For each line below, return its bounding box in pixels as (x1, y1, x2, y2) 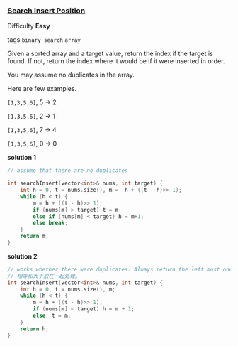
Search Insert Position (7, 6, 86, 16)
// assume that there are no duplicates (7, 167, 129, 174)
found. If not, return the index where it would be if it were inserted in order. (7, 57, 225, 65)
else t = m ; (33, 312, 72, 320)
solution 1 (7, 153, 37, 162)
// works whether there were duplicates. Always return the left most (7, 266, 220, 273)
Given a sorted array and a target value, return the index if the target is (7, 49, 214, 58)
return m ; (20, 233, 50, 240)
